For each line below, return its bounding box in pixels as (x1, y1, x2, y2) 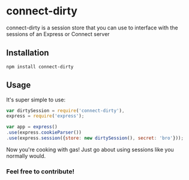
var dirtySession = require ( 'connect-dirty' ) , (6, 107, 125, 113)
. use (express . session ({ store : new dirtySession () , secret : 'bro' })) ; (6, 135, 184, 142)
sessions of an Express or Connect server (6, 30, 110, 37)
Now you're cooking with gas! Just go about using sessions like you (6, 146, 174, 153)
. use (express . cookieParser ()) (6, 130, 82, 136)
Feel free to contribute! (6, 167, 75, 175)
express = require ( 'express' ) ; (6, 113, 85, 119)
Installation (6, 48, 49, 58)
